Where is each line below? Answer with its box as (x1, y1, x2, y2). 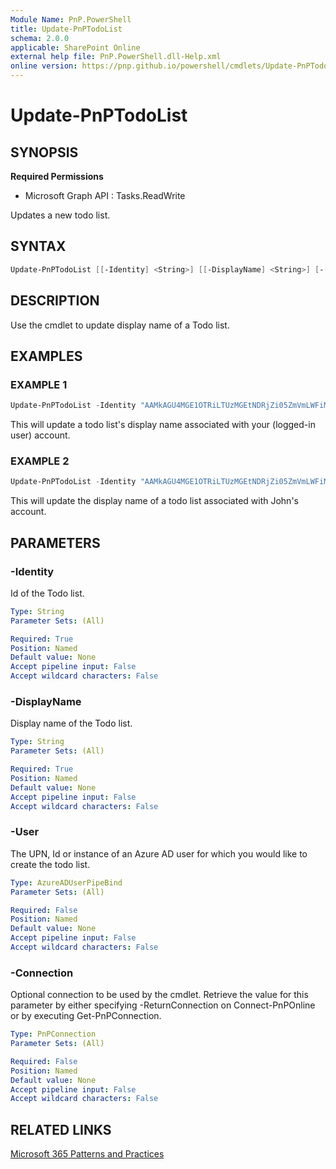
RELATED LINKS (10, 1121, 112, 1138)
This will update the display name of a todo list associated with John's (10, 495, 299, 507)
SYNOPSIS (10, 144, 79, 161)
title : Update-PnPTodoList (10, 24, 123, 34)
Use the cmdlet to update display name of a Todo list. (10, 319, 230, 331)
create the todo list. (10, 858, 91, 870)
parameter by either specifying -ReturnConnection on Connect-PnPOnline (10, 999, 316, 1011)
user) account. (10, 429, 71, 441)
